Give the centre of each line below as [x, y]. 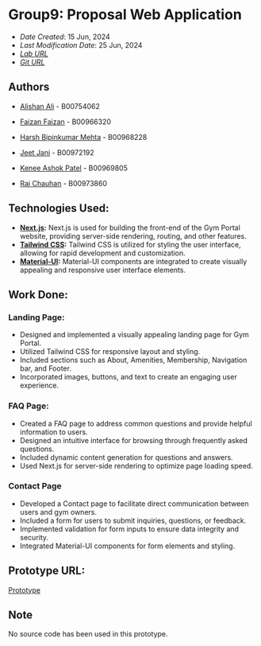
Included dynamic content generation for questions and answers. [126, 457]
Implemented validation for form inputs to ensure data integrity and [129, 529]
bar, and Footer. [45, 368]
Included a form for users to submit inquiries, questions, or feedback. [133, 520]
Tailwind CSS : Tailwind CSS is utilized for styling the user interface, [130, 244]
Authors [29, 87]
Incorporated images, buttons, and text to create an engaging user [129, 377]
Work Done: [38, 295]
